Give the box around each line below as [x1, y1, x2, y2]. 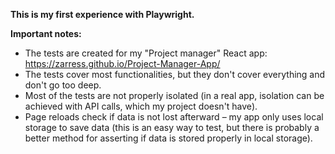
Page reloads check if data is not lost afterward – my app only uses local [24, 111, 324, 123]
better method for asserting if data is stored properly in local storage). [24, 132, 313, 144]
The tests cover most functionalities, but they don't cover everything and [24, 69, 326, 80]
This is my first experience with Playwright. [10, 9, 195, 20]
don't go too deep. [24, 79, 102, 91]
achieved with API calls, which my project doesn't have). [24, 100, 258, 112]
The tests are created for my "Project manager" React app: [24, 47, 268, 59]
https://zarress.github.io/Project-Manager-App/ [24, 58, 221, 69]
